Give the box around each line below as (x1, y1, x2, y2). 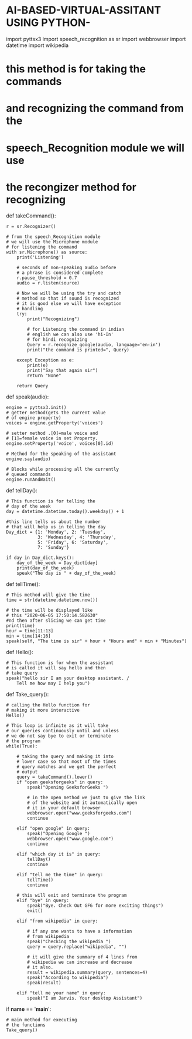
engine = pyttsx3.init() (6, 405, 67, 411)
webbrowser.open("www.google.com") (27, 836, 114, 842)
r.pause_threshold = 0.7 (16, 275, 77, 281)
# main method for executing (6, 1017, 77, 1023)
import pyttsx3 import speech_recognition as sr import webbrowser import (6, 35, 186, 42)
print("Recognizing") (27, 316, 80, 322)
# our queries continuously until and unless (6, 728, 119, 734)
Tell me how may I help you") (16, 681, 91, 686)
